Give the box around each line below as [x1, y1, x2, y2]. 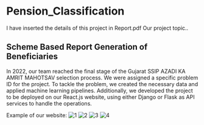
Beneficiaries [6, 52, 58, 62]
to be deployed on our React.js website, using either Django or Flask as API [6, 93, 195, 101]
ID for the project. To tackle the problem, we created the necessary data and [6, 80, 199, 87]
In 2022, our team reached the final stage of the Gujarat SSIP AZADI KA [6, 67, 186, 75]
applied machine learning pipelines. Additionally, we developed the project [6, 87, 193, 94]
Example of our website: [6, 111, 67, 119]
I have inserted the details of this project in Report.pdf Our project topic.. [6, 24, 189, 32]
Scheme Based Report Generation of [6, 42, 148, 52]
